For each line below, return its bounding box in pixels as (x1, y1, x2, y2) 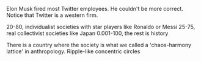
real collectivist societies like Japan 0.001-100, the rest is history (6, 30, 169, 37)
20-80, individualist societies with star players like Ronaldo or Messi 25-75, (6, 24, 196, 30)
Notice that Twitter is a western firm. (6, 11, 98, 19)
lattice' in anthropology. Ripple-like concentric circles (6, 48, 141, 55)
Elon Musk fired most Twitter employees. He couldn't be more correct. (6, 5, 183, 12)
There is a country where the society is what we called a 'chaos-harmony (6, 42, 191, 48)
